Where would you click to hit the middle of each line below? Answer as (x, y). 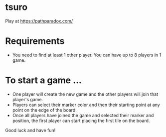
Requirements (35, 41)
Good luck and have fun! (30, 130)
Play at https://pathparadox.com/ (39, 21)
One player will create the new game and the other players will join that (85, 94)
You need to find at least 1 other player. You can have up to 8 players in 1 (87, 55)
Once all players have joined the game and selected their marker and (83, 115)
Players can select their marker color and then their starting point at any (86, 105)
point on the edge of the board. (45, 110)
